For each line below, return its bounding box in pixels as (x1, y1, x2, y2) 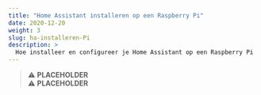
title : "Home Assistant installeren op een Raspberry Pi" (8, 11, 204, 20)
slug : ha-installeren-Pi (8, 33, 90, 42)
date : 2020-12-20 (8, 19, 66, 27)
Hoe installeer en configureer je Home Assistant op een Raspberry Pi (15, 48, 254, 56)
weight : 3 (8, 26, 41, 34)
